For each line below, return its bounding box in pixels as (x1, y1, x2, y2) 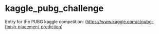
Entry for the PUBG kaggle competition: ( (5, 19, 87, 24)
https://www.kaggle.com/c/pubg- (87, 19, 154, 24)
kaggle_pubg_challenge (5, 3, 104, 14)
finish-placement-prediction (5, 23, 62, 29)
